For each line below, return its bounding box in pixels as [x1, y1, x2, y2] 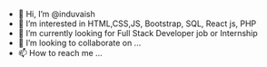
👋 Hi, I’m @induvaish [17, 9, 95, 19]
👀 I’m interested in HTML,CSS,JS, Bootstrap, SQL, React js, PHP [17, 18, 257, 29]
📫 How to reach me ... [17, 48, 103, 58]
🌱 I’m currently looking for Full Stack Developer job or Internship [17, 28, 259, 38]
